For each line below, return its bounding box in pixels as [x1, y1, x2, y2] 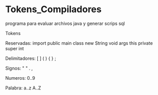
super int [5, 45, 24, 51]
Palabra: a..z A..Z [5, 85, 41, 91]
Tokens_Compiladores [5, 4, 102, 15]
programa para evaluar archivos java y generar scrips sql [5, 20, 125, 26]
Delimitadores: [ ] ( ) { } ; [5, 55, 56, 61]
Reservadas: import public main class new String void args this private [5, 40, 153, 46]
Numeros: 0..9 [5, 75, 36, 81]
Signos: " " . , [5, 65, 33, 71]
